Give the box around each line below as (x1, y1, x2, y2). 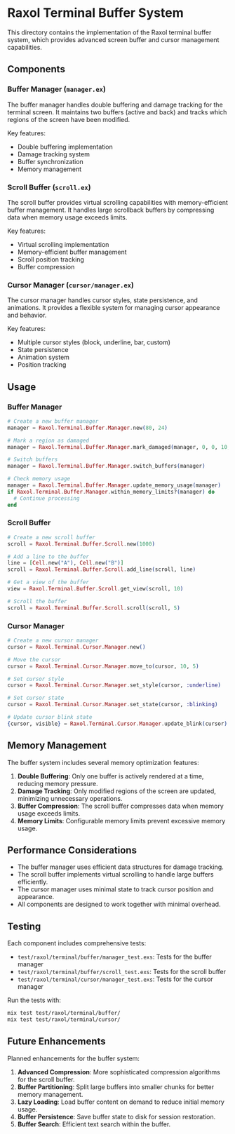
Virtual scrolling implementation (17, 240, 109, 248)
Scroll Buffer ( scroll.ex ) (7, 182, 91, 192)
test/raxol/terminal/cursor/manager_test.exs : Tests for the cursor (17, 975, 213, 983)
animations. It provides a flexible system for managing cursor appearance (7, 304, 220, 312)
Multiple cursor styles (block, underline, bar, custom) (17, 338, 170, 346)
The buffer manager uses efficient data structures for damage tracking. (17, 863, 224, 871)
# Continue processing (13, 494, 80, 502)
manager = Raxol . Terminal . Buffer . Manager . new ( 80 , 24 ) (7, 424, 168, 431)
